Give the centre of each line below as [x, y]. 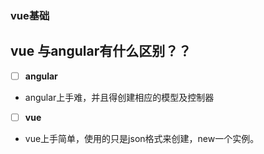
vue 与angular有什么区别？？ [101, 51]
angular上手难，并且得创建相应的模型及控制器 [119, 97]
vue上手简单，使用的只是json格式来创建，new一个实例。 [142, 138]
